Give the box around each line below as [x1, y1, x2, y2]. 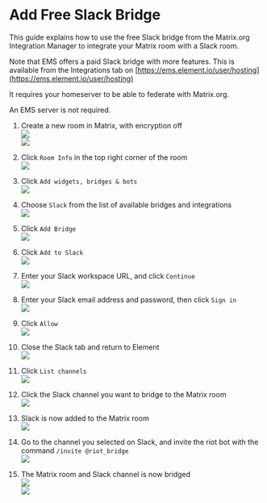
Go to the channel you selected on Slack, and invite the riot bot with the [20, 437, 259, 446]
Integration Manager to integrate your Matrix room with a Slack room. [9, 40, 240, 50]
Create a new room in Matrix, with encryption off [20, 120, 183, 130]
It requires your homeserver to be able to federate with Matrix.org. [9, 89, 229, 99]
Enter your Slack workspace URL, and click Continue [20, 270, 196, 280]
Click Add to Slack [20, 247, 84, 257]
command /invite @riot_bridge [20, 446, 129, 455]
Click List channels [20, 366, 87, 375]
